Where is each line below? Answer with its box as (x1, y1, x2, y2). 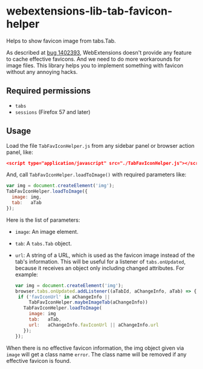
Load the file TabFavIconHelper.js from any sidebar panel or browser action (6, 142, 195, 149)
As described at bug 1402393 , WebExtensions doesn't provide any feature (6, 48, 192, 56)
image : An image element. (14, 228, 79, 235)
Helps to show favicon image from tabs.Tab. (6, 37, 116, 44)
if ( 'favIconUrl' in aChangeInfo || (18, 294, 111, 300)
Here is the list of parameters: (6, 216, 80, 224)
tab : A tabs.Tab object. (14, 239, 72, 247)
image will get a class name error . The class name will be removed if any (6, 350, 187, 358)
